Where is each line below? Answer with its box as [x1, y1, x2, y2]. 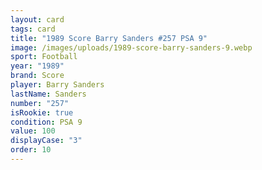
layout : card [10, 14, 65, 25]
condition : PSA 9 [10, 117, 83, 127]
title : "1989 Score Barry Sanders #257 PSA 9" [10, 33, 208, 43]
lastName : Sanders [10, 89, 87, 99]
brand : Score [10, 71, 65, 81]
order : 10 [10, 145, 52, 155]
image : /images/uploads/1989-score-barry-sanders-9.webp [10, 42, 253, 53]
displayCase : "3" [10, 136, 83, 146]
